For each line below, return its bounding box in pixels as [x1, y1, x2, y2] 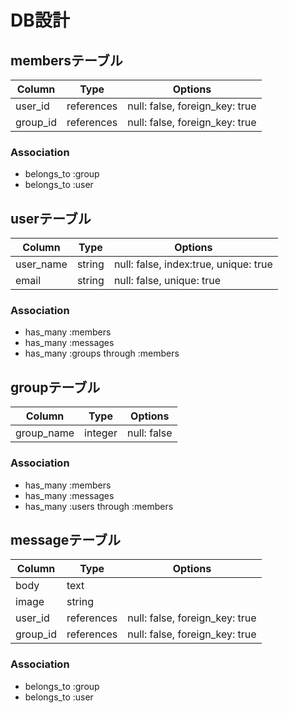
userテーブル [10, 210, 92, 227]
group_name [15, 426, 75, 440]
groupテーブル [10, 379, 101, 396]
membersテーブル [10, 52, 123, 69]
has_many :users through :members [24, 500, 174, 512]
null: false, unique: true [113, 274, 222, 288]
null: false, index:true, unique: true [113, 257, 273, 271]
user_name [15, 257, 68, 271]
